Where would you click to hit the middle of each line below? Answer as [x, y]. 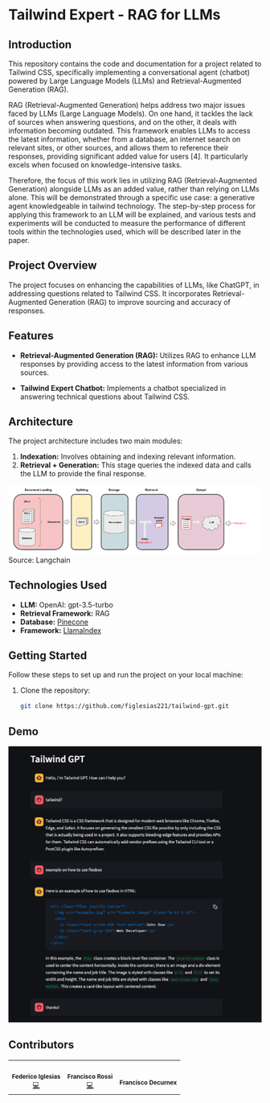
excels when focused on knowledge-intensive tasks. [95, 165]
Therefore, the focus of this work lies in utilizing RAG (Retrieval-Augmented [133, 180]
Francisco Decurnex [148, 1083]
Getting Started [48, 655]
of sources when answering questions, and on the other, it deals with [123, 122]
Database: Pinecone [54, 622]
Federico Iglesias [36, 1077]
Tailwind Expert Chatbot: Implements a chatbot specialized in [123, 388]
